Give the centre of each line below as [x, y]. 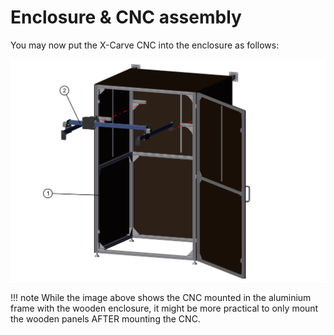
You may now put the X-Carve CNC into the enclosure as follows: [145, 45]
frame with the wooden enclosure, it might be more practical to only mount [164, 308]
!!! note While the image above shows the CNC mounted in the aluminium [161, 297]
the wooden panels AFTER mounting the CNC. [105, 318]
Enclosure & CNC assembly [126, 17]
